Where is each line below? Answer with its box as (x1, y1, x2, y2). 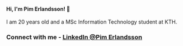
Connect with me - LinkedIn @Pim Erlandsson (6, 33, 143, 41)
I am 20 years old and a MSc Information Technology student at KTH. (6, 18, 178, 25)
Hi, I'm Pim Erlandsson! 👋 (6, 5, 70, 12)
